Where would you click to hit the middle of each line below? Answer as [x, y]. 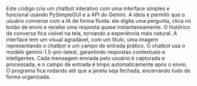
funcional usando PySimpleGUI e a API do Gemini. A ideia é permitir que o [96, 15]
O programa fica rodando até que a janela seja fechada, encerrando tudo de [98, 70]
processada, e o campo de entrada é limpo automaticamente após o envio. [97, 64]
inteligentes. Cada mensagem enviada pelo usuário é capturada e [86, 58]
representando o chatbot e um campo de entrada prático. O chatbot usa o [96, 46]
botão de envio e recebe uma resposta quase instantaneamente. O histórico [98, 27]
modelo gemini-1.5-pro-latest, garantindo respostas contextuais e [86, 52]
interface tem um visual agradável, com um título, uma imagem [82, 39]
